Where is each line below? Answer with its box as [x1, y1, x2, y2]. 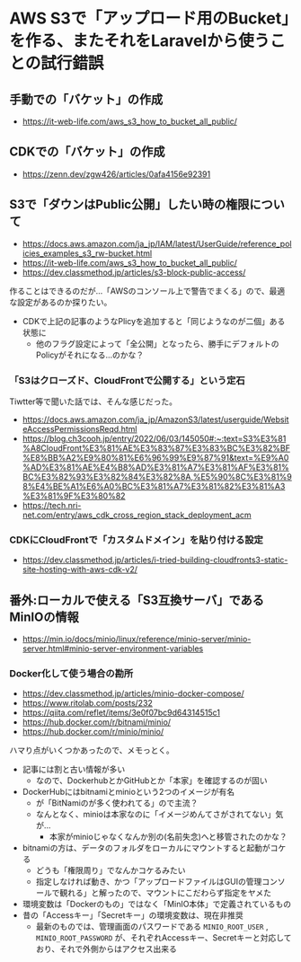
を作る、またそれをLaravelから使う [9, 31, 270, 51]
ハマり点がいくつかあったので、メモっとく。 [9, 745, 175, 755]
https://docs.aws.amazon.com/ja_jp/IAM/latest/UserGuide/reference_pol [22, 238, 292, 249]
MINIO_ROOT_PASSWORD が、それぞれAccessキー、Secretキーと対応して [35, 932, 292, 943]
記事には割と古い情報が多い [22, 764, 126, 775]
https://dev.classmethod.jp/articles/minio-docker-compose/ [22, 688, 244, 699]
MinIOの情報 [9, 609, 79, 624]
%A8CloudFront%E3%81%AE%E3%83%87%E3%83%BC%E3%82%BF [22, 442, 290, 454]
